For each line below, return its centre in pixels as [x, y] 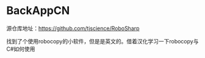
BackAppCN [38, 11]
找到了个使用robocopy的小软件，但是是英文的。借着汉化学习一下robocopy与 [103, 41]
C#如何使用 [21, 49]
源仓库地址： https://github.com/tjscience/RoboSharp [73, 28]
